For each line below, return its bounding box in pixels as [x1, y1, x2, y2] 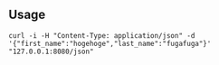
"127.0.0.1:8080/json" [8, 47, 94, 56]
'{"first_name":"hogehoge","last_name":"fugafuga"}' [8, 39, 212, 48]
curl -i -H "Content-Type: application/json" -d [8, 31, 195, 40]
